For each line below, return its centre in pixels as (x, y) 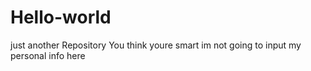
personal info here (48, 55)
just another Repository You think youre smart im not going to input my (156, 45)
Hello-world (61, 17)
